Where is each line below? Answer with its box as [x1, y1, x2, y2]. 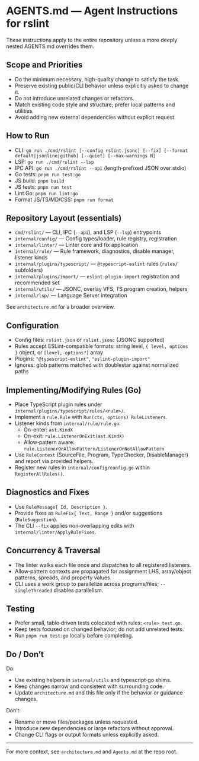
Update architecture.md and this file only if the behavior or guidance [14, 689, 184, 696]
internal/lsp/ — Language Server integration [14, 292, 127, 299]
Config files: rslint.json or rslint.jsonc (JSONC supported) [14, 337, 165, 344]
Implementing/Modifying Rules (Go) [6, 385, 142, 395]
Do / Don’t [6, 649, 44, 659]
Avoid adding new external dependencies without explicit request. [14, 113, 176, 121]
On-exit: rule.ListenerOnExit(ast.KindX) [23, 432, 125, 439]
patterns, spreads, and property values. [14, 574, 112, 581]
